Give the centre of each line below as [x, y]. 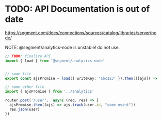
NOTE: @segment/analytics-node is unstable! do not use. [63, 47]
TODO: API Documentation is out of [78, 9]
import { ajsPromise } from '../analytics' [50, 92]
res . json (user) [25, 109]
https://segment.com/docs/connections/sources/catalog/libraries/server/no [81, 33]
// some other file [25, 87]
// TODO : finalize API [28, 56]
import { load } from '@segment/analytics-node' [55, 61]
